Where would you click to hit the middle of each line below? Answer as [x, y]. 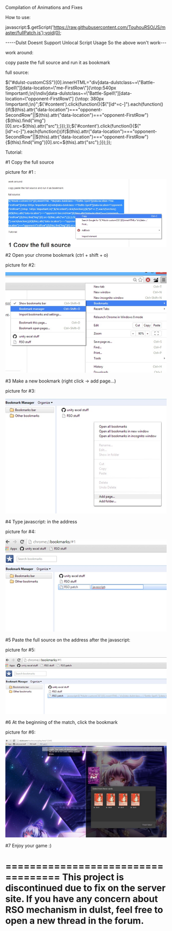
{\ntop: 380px [89, 99]
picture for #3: [20, 391]
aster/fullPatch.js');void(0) [33, 33]
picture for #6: [20, 732]
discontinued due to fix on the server [85, 888]
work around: [19, 53]
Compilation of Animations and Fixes [44, 7]
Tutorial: [14, 152]
